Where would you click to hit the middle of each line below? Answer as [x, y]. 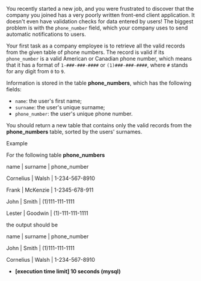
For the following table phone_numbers [56, 155]
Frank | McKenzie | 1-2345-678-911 [50, 190]
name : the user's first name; [48, 101]
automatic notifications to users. [46, 34]
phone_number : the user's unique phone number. [74, 114]
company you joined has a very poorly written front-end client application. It [100, 15]
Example [17, 143]
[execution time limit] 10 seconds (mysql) [68, 271]
